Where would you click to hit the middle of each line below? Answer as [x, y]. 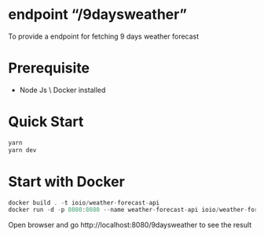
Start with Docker [67, 181]
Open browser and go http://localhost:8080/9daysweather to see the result [130, 225]
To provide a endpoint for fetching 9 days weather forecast [104, 36]
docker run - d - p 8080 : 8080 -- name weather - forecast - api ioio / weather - [128, 210]
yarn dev [22, 150]
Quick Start [46, 122]
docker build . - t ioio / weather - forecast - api [84, 202]
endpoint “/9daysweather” [97, 15]
